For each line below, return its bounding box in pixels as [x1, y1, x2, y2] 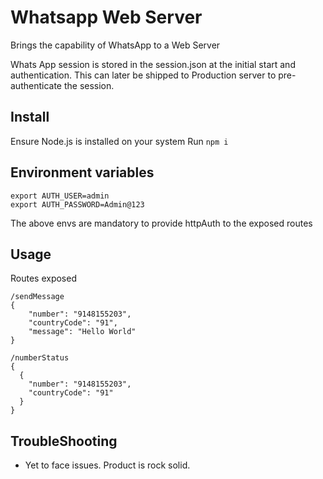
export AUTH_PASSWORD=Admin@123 [10, 199, 145, 210]
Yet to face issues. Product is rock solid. [24, 459, 191, 471]
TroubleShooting [10, 432, 118, 450]
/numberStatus [10, 353, 70, 363]
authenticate [10, 79, 63, 91]
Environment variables [10, 164, 155, 181]
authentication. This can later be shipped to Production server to [10, 69, 277, 81]
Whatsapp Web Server [10, 6, 203, 29]
